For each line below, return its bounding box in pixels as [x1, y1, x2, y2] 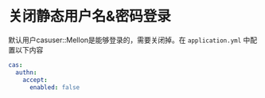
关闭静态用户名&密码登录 [8, 7, 171, 25]
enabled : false [29, 83, 80, 92]
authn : [15, 69, 37, 76]
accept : [22, 76, 48, 84]
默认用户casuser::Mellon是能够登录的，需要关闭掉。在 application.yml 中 [8, 35, 251, 45]
